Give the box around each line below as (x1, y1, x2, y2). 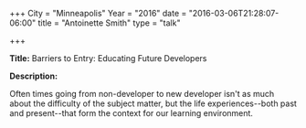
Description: (9, 70, 58, 81)
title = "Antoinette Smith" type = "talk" (37, 17, 181, 28)
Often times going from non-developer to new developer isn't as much (9, 89, 275, 99)
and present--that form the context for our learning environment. (9, 108, 254, 118)
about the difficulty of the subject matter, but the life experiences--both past (9, 98, 297, 109)
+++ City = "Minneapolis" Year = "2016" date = (9, 8, 187, 18)
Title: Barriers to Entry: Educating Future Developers (9, 53, 207, 63)
